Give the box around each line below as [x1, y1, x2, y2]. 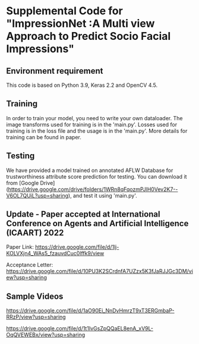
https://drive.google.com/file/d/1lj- [34, 243, 119, 251]
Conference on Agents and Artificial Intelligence [6, 218, 189, 229]
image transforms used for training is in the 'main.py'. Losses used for [6, 121, 177, 128]
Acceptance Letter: [6, 261, 53, 268]
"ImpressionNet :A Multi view [6, 17, 155, 30]
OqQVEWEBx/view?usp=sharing [6, 332, 86, 339]
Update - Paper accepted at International [6, 209, 160, 220]
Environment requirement [6, 65, 103, 76]
